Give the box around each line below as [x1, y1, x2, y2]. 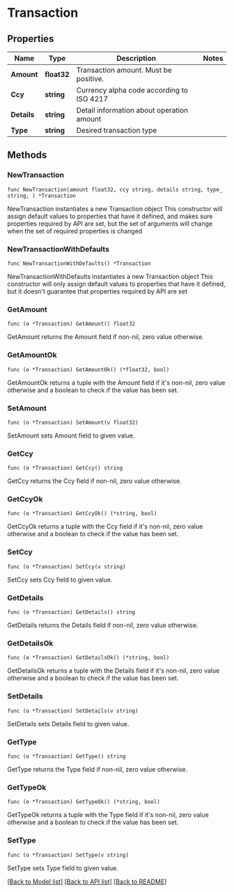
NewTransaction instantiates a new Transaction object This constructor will [7, 204, 223, 213]
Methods [7, 149, 47, 161]
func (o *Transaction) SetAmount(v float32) [7, 419, 139, 426]
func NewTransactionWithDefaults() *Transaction [7, 260, 151, 267]
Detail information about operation [76, 106, 189, 115]
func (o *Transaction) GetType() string [7, 753, 127, 760]
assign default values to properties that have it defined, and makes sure [7, 212, 213, 220]
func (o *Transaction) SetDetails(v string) [7, 707, 139, 714]
